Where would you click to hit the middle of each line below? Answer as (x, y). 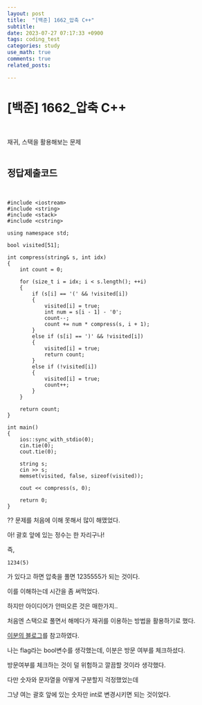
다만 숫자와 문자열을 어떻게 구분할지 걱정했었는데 (73, 680)
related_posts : (29, 65)
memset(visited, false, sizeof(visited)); (82, 476)
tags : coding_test (34, 40)
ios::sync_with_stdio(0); (57, 440)
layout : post (26, 14)
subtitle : (21, 26)
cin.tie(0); (37, 446)
